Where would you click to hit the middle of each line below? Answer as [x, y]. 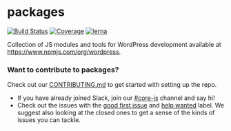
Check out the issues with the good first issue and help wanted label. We [121, 105]
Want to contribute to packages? [63, 70]
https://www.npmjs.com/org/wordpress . [64, 52]
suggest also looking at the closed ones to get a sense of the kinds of [116, 113]
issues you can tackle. [49, 120]
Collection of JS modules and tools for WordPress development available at [114, 44]
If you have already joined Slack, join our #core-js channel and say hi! [116, 98]
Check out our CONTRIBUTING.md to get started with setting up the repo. [112, 85]
